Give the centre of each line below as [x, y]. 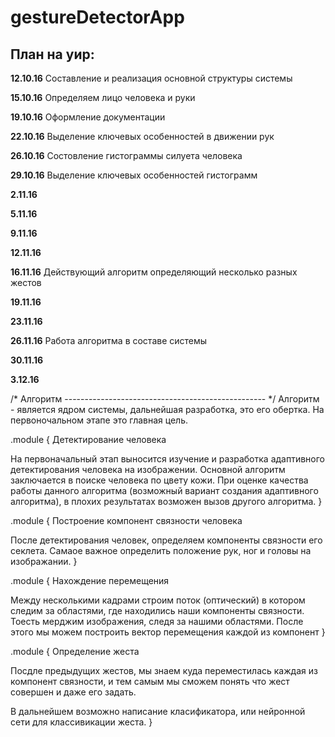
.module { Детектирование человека [88, 439]
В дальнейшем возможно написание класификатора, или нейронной [158, 711]
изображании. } [44, 561]
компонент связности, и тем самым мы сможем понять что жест [150, 681]
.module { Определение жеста [75, 651]
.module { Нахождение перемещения [90, 580]
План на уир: [52, 54]
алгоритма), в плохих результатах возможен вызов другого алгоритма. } [166, 501]
